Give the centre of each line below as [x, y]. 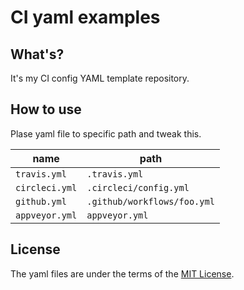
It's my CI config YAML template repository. [100, 78]
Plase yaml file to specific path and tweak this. [106, 133]
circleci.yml [46, 187]
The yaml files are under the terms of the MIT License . [122, 273]
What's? [37, 54]
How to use [46, 109]
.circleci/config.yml [138, 187]
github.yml [41, 201]
